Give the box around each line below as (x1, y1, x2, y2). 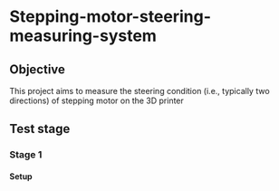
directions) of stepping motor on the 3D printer (9, 95, 184, 106)
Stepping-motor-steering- (9, 6, 211, 27)
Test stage (9, 121, 71, 137)
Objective (9, 62, 66, 77)
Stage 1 (9, 148, 43, 161)
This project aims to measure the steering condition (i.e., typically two (9, 86, 270, 96)
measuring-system (9, 25, 157, 46)
